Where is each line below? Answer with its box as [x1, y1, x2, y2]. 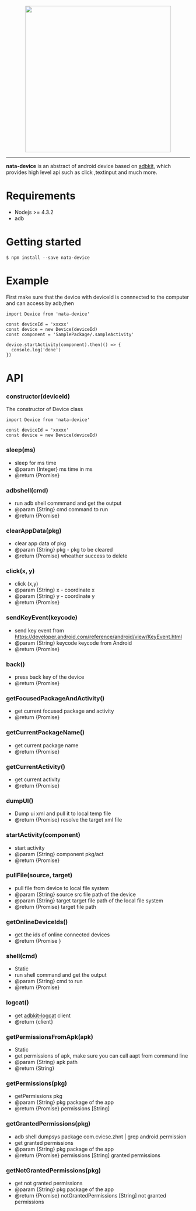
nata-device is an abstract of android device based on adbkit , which [6, 163, 171, 169]
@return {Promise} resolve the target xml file [14, 816, 123, 823]
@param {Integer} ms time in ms [14, 466, 93, 473]
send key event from [14, 627, 64, 634]
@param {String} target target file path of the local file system [14, 897, 163, 904]
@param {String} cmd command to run [14, 505, 108, 512]
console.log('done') [11, 347, 61, 353]
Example [6, 274, 49, 288]
